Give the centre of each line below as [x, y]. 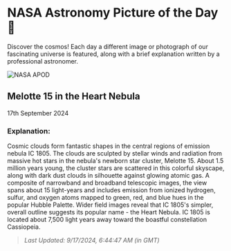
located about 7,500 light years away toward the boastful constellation [107, 220]
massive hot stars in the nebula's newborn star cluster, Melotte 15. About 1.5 [115, 161]
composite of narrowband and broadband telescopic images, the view [107, 183]
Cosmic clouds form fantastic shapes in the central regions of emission [109, 146]
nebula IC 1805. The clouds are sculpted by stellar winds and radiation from [115, 154]
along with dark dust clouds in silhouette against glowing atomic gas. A [108, 176]
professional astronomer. [43, 61]
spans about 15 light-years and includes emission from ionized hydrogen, [111, 190]
